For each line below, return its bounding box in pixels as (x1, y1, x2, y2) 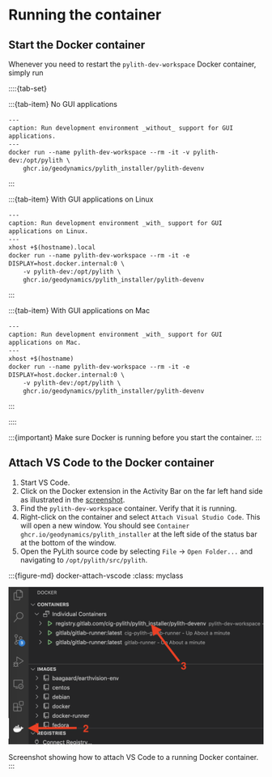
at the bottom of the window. (19, 537, 117, 547)
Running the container (8, 6, 162, 24)
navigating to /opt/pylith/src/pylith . (19, 554, 148, 564)
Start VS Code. (19, 478, 70, 487)
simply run (8, 68, 44, 78)
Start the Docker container (8, 38, 146, 52)
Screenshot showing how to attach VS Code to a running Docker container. (8, 753, 259, 762)
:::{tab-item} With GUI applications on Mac (8, 306, 151, 315)
